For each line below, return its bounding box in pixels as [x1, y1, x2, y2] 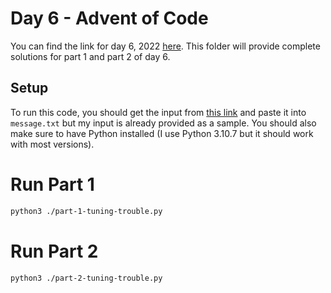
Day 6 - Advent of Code [10, 7, 209, 30]
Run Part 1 [10, 173, 95, 196]
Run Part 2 [10, 240, 99, 262]
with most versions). [10, 138, 95, 150]
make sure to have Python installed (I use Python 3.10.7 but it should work [10, 127, 314, 139]
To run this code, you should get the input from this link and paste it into [10, 106, 307, 118]
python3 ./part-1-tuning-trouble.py [10, 206, 163, 216]
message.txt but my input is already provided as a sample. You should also [10, 117, 317, 129]
